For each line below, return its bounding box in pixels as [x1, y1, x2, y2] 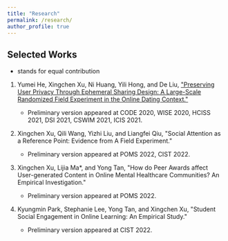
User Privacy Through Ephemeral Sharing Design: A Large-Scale [17, 88, 202, 96]
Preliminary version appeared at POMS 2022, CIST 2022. [27, 150, 191, 159]
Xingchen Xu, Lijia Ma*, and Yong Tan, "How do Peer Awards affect [17, 163, 209, 172]
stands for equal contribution [17, 67, 100, 75]
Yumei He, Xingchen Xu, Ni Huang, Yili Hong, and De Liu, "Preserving [17, 80, 215, 89]
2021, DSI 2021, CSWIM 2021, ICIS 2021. [27, 116, 143, 125]
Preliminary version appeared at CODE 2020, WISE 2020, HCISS [27, 109, 211, 117]
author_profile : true [7, 23, 70, 30]
